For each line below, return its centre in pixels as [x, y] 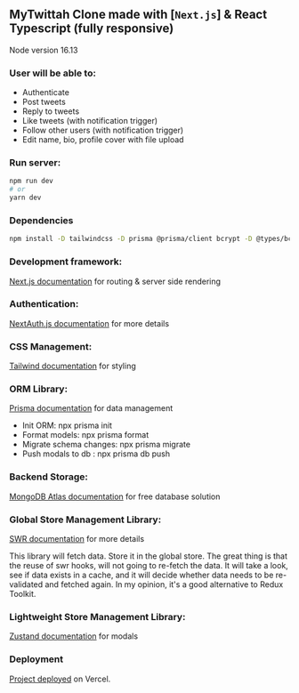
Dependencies [41, 220]
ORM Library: [39, 389]
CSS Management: [51, 346]
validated [26, 584]
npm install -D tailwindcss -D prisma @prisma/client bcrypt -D [131, 239]
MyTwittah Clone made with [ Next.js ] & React [138, 15]
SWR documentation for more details [77, 538]
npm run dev [31, 181]
